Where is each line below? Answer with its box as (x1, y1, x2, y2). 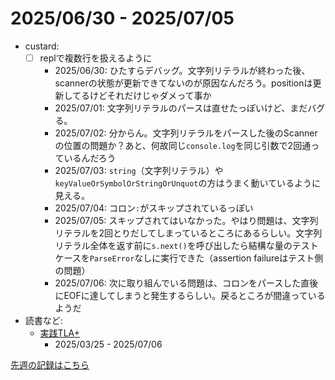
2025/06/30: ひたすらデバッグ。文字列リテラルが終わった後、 (54, 65, 311, 76)
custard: (24, 40, 60, 52)
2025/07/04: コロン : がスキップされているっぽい (54, 202, 254, 214)
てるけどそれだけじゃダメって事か (71, 90, 212, 101)
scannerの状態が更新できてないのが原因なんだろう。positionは (54, 77, 313, 89)
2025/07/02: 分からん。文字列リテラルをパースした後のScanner (54, 127, 318, 139)
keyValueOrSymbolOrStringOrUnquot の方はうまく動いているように (54, 177, 322, 189)
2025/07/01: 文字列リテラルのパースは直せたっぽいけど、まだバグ (54, 102, 326, 114)
